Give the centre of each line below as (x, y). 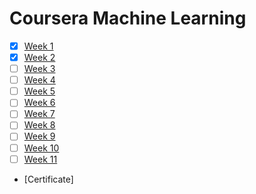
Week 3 (39, 69)
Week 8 (39, 125)
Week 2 (39, 57)
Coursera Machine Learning (128, 18)
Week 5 (39, 91)
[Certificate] (48, 179)
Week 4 (39, 80)
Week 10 (41, 148)
